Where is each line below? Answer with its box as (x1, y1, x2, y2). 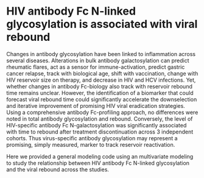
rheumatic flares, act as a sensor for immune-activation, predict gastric (6, 63, 185, 71)
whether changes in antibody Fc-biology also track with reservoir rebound (6, 82, 193, 90)
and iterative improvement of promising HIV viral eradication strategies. (6, 102, 186, 109)
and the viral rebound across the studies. (6, 166, 110, 173)
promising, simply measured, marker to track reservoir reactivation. (6, 141, 175, 148)
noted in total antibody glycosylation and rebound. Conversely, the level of (6, 115, 193, 123)
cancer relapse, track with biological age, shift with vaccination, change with (6, 69, 199, 77)
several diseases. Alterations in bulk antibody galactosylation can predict (6, 57, 190, 64)
